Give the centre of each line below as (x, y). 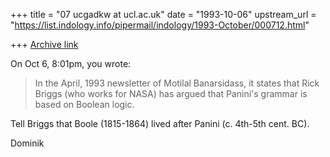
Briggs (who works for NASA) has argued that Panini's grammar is (171, 93)
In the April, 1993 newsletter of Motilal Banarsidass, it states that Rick (177, 83)
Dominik (27, 143)
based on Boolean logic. (84, 104)
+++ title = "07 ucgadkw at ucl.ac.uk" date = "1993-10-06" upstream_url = (163, 14)
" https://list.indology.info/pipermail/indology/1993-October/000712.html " (160, 25)
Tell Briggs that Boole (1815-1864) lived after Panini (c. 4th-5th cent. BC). (160, 123)
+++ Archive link (44, 44)
